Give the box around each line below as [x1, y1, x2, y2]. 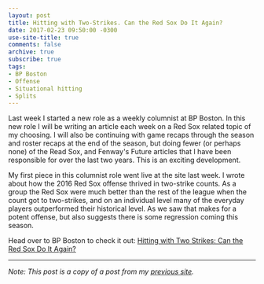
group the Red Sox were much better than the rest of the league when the [8, 187, 247, 197]
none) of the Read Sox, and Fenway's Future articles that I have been [8, 147, 232, 157]
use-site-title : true [8, 33, 79, 42]
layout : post [8, 11, 51, 20]
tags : [8, 63, 26, 71]
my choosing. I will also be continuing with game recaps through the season [8, 131, 255, 140]
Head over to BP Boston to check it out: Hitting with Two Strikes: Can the [8, 236, 244, 245]
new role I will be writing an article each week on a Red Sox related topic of [8, 122, 251, 131]
